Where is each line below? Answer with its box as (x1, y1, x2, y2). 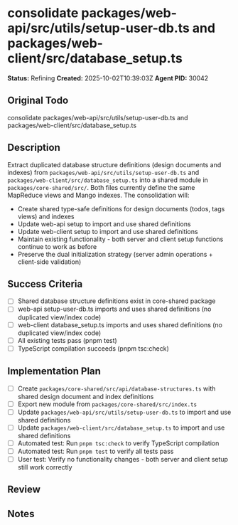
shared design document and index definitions (17, 392, 154, 401)
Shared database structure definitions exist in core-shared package (17, 297, 216, 305)
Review (7, 484, 41, 496)
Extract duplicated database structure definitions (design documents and (7, 160, 222, 169)
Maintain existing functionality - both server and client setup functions (17, 235, 224, 243)
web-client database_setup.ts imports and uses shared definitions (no (17, 320, 222, 329)
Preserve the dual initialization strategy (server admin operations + (17, 250, 213, 258)
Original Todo (7, 95, 69, 107)
